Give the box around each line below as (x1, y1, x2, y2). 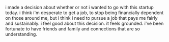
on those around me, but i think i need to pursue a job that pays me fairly (5, 15, 158, 21)
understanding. (5, 31, 37, 37)
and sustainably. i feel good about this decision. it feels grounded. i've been (5, 20, 164, 26)
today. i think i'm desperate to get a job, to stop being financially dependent (5, 10, 164, 16)
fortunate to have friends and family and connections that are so (5, 26, 140, 32)
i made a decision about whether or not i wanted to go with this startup (5, 5, 154, 10)
